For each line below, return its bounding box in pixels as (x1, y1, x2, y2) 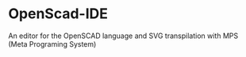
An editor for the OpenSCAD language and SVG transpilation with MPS (8, 31, 239, 40)
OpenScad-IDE (8, 5, 109, 23)
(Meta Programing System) (8, 39, 97, 48)
